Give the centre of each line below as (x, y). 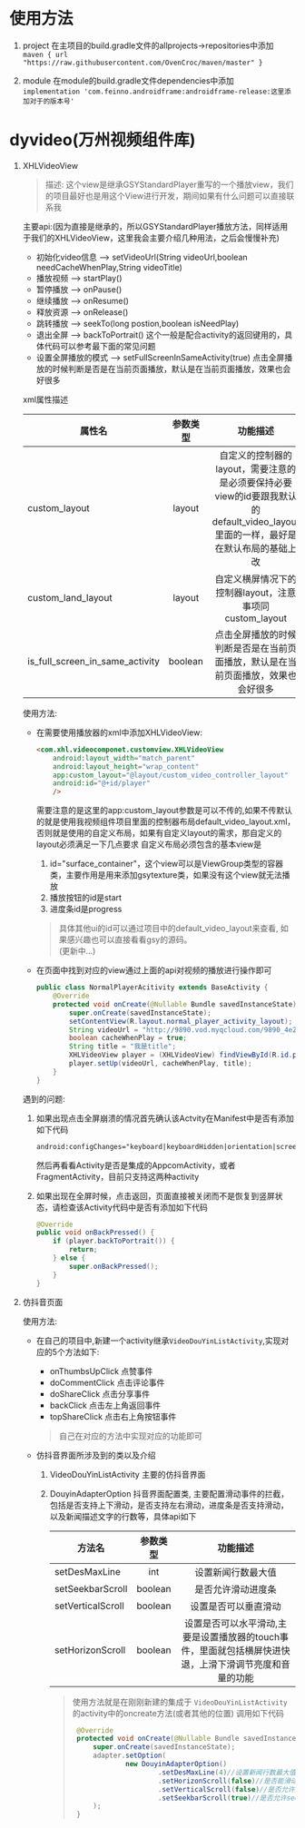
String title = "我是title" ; (123, 1047)
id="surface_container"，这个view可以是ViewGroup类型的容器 (167, 864)
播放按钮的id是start (86, 898)
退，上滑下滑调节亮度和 (231, 1664)
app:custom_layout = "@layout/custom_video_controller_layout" (171, 775)
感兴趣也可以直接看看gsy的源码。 (129, 939)
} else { (69, 1258)
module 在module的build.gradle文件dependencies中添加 (128, 80)
